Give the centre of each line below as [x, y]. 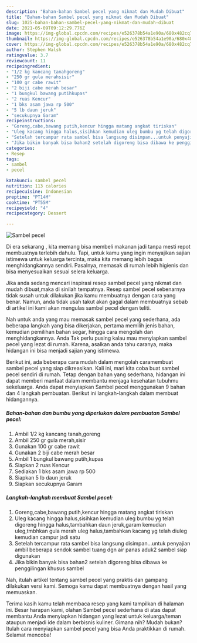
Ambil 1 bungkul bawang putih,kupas [59, 459]
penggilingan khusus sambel [49, 568]
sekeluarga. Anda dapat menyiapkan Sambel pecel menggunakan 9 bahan [96, 387]
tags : [13, 159]
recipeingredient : [28, 66]
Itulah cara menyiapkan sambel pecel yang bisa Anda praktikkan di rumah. [96, 629]
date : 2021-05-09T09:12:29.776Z [45, 28]
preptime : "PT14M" [28, 197]
